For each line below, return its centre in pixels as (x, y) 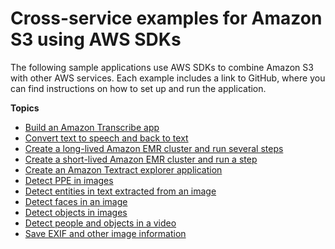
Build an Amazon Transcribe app (92, 127)
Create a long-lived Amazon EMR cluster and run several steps (154, 148)
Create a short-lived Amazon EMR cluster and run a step (141, 159)
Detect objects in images (76, 212)
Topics (25, 108)
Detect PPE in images (69, 180)
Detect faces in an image (76, 201)
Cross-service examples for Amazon (166, 18)
